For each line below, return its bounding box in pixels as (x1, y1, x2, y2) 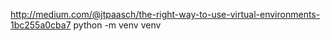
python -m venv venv (73, 19, 162, 31)
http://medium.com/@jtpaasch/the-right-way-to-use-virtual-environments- (10, 9, 321, 20)
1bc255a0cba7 (10, 19, 72, 31)
